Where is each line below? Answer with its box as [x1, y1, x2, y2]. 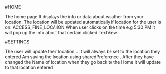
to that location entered [5, 64, 53, 70]
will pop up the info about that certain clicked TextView [5, 30, 117, 35]
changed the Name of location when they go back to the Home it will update [5, 59, 161, 65]
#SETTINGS [5, 39, 30, 45]
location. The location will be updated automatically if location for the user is [5, 19, 161, 25]
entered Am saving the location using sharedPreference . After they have [5, 54, 154, 60]
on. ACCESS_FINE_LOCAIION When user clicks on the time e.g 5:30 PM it [5, 24, 155, 30]
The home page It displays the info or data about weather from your [5, 14, 144, 19]
